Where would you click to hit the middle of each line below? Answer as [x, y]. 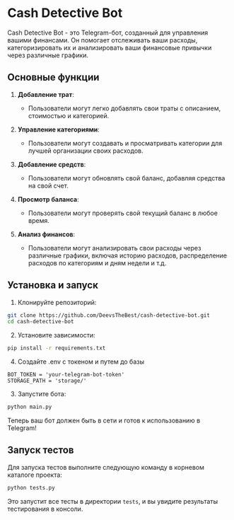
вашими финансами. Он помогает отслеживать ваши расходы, [103, 40]
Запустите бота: [42, 394]
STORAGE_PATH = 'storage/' [47, 381]
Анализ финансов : [46, 234]
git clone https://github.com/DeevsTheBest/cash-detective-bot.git [109, 315]
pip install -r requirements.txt [57, 348]
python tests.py [31, 487]
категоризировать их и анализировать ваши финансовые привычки [110, 47]
